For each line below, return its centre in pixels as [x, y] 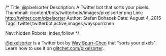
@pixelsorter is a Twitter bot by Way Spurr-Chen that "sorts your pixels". [81, 43]
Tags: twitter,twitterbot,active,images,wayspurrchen [60, 23]
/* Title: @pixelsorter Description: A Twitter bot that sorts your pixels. [77, 7]
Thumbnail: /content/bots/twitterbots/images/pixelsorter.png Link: [74, 13]
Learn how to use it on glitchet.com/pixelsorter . [55, 48]
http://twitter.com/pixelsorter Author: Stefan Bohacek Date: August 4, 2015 [83, 18]
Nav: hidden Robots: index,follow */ [42, 33]
